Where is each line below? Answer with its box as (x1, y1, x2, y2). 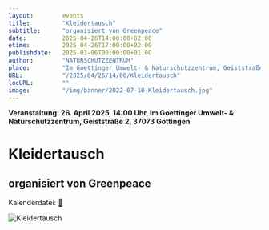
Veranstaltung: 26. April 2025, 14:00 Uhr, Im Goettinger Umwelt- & (8, 108, 235, 118)
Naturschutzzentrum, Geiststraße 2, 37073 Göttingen (8, 117, 191, 127)
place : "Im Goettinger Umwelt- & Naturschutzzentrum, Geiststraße (8, 64, 263, 72)
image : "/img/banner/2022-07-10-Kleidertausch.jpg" (8, 86, 214, 95)
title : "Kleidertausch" (8, 19, 116, 27)
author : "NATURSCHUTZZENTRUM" (8, 57, 134, 65)
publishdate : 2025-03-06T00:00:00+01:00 (8, 49, 152, 57)
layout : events (8, 11, 84, 20)
